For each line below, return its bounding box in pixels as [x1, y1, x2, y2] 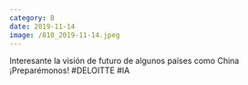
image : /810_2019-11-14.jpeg [9, 30, 120, 39]
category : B [9, 13, 55, 23]
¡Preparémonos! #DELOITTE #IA [9, 65, 130, 76]
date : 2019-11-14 [9, 22, 76, 31]
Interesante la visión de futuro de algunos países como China [9, 56, 240, 67]
